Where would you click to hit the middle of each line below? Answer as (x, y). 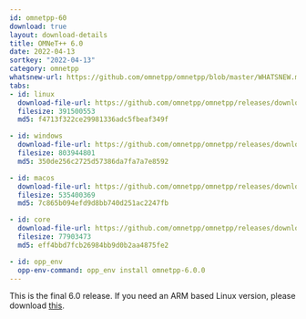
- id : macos (32, 178)
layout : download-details (58, 35)
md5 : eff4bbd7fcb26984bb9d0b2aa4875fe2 (93, 245)
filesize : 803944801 (56, 153)
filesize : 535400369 (56, 195)
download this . (37, 305)
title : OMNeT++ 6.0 (46, 43)
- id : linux (32, 94)
